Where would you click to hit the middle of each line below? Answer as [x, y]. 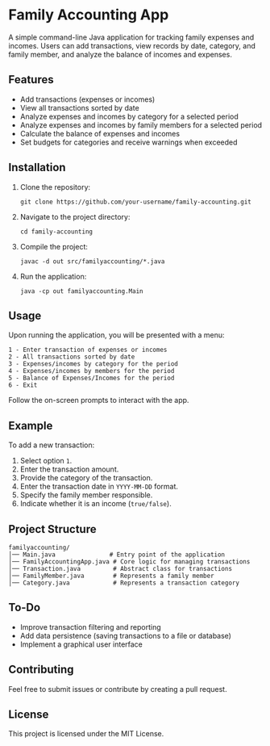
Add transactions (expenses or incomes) [87, 99]
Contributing [41, 670]
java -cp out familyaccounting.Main [81, 291]
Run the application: [53, 276]
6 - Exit [23, 385]
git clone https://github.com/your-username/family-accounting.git [135, 202]
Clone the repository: [55, 186]
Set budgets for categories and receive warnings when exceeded [129, 142]
